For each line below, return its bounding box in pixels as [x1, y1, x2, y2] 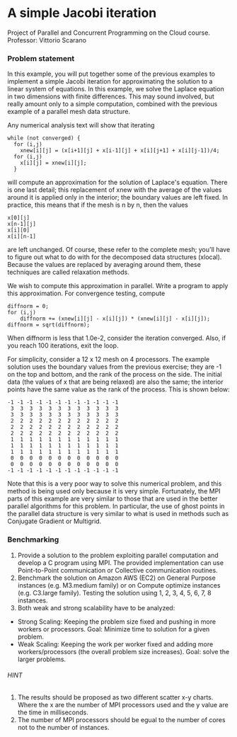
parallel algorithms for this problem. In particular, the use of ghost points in [7, 502, 225, 510]
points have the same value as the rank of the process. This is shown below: [7, 385, 230, 394]
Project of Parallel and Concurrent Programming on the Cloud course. [7, 28, 211, 37]
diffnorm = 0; [7, 303, 50, 310]
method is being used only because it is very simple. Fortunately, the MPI [7, 487, 221, 496]
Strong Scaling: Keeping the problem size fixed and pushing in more [17, 617, 216, 626]
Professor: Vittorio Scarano [7, 35, 87, 44]
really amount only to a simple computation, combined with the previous [7, 100, 218, 108]
